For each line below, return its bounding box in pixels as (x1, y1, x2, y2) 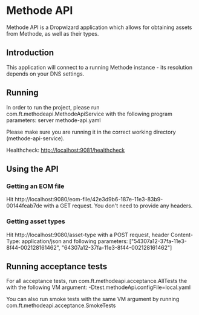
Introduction (6, 48, 54, 58)
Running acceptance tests (6, 261, 108, 271)
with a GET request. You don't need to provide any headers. (43, 202, 193, 209)
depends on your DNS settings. (6, 70, 85, 77)
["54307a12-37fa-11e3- (129, 237, 188, 245)
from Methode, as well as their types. (6, 30, 99, 37)
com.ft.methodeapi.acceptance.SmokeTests (6, 302, 116, 309)
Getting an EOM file (6, 182, 65, 190)
